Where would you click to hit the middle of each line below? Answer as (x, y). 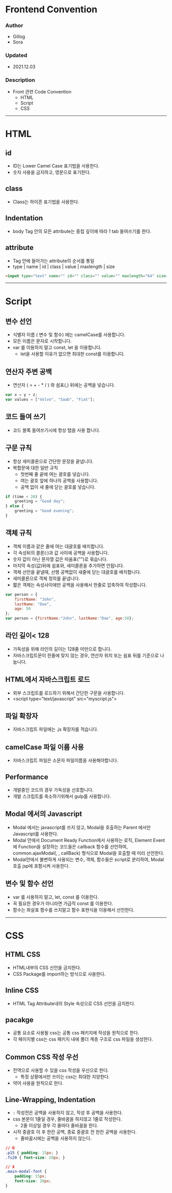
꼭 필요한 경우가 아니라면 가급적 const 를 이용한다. (63, 903)
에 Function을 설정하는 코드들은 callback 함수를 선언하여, (70, 846)
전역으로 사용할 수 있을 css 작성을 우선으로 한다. (61, 1070)
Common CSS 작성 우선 (42, 1057)
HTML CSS (23, 955)
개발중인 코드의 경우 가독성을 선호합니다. (53, 790)
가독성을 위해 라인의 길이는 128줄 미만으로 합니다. (62, 649)
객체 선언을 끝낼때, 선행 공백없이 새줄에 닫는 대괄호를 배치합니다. (77, 572)
